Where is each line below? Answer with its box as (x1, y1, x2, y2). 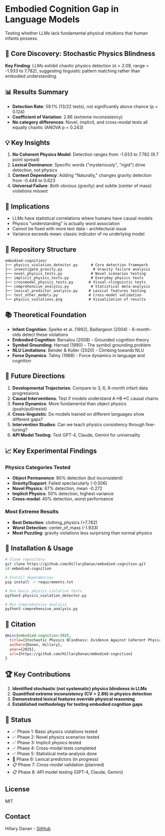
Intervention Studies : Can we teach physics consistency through (12, 421, 145, 427)
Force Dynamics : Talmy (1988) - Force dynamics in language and (12, 352, 145, 358)
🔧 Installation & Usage (5, 544, 74, 552)
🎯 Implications (5, 202, 50, 211)
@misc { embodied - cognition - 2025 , (5, 633, 71, 638)
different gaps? (12, 416, 43, 422)
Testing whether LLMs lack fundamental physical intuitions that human (5, 30, 148, 36)
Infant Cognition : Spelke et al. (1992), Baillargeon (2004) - (12, 326, 131, 332)
